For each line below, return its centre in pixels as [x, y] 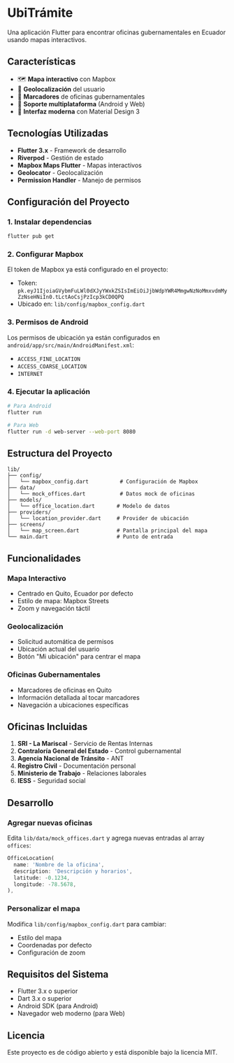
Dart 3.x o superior [44, 999]
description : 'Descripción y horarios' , [73, 871]
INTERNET [30, 374]
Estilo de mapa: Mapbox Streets [63, 601]
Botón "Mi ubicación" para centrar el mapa [79, 656]
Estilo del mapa [39, 937]
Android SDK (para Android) [58, 1006]
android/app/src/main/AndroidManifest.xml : [71, 345]
